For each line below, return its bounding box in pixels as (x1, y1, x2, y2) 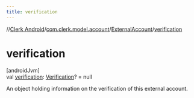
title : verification (6, 8, 58, 15)
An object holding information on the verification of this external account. (6, 85, 188, 92)
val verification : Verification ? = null (6, 73, 92, 80)
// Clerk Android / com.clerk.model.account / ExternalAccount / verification (6, 25, 183, 33)
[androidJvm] (6, 67, 40, 74)
